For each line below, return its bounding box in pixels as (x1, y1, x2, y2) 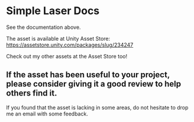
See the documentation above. (6, 24, 81, 31)
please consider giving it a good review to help (6, 79, 182, 89)
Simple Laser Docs (6, 4, 100, 18)
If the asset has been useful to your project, (6, 70, 170, 80)
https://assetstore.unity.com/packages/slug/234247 (6, 41, 134, 48)
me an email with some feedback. (6, 110, 89, 117)
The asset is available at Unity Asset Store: (6, 35, 111, 42)
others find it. (6, 88, 57, 98)
